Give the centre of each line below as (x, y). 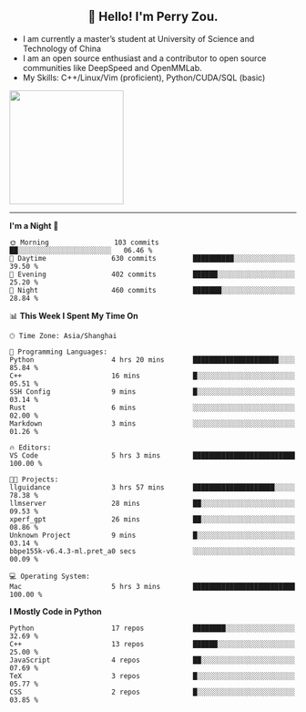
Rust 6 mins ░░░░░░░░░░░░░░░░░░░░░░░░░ (153, 408)
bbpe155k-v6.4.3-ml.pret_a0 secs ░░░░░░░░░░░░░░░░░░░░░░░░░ (153, 551)
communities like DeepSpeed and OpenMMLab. (112, 67)
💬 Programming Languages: (58, 352)
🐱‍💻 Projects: (34, 480)
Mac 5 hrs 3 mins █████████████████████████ (153, 586)
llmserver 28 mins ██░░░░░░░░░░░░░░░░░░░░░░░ (153, 503)
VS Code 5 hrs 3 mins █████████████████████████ (153, 455)
